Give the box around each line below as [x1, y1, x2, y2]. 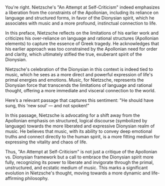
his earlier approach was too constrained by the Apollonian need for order [5, 46, 157, 52]
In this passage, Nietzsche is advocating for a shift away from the [5, 112, 140, 118]
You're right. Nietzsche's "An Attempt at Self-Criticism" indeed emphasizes [5, 5, 160, 10]
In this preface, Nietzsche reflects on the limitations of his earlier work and [5, 30, 159, 36]
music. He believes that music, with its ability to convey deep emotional [5, 128, 152, 134]
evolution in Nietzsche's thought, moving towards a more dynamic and [5, 170, 151, 176]
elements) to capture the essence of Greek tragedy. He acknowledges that [5, 41, 159, 47]
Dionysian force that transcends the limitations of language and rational [5, 82, 152, 88]
